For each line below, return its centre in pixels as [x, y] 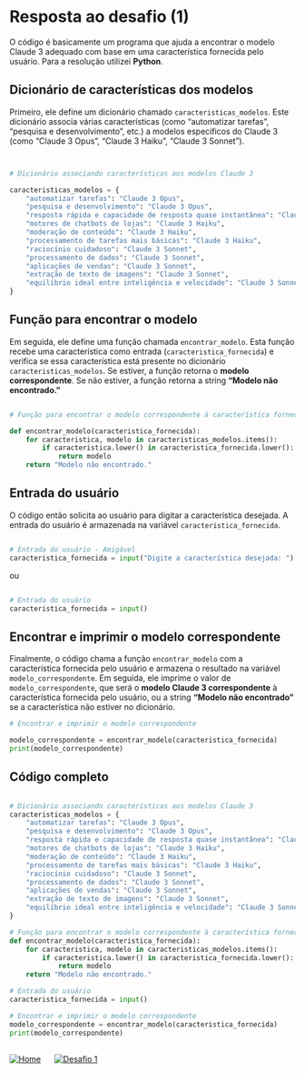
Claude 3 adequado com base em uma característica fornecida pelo [137, 51]
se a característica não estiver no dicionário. [92, 707]
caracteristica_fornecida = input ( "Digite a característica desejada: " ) [152, 558]
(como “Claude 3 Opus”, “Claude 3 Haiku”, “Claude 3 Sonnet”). [127, 141]
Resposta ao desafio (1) [99, 17]
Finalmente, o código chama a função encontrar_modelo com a [126, 659]
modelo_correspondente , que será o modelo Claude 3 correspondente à [143, 688]
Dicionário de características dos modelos [132, 90]
